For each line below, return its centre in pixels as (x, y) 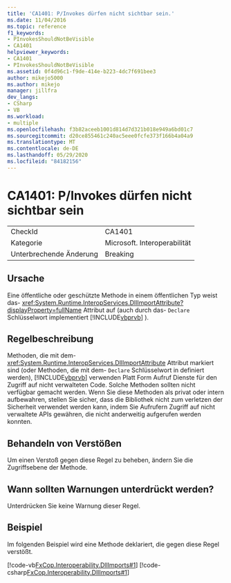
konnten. (20, 422)
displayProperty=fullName (45, 310)
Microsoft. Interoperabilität (148, 243)
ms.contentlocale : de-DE (43, 149)
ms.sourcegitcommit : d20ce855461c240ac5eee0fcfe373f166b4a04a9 (100, 136)
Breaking (119, 254)
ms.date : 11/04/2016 (37, 20)
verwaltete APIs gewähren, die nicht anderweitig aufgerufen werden (104, 414)
